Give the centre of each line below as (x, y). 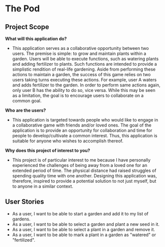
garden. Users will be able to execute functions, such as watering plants (85, 59)
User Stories (25, 202)
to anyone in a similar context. (43, 186)
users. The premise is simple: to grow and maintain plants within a (79, 53)
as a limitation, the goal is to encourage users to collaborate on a (78, 95)
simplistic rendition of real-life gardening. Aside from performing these (84, 69)
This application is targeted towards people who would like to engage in (85, 120)
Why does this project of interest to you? (48, 150)
